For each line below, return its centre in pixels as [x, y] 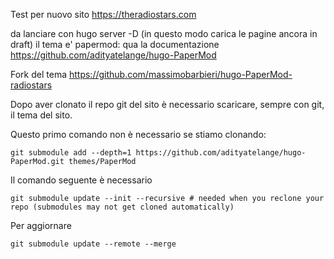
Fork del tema [39, 74]
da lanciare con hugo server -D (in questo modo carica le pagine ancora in [164, 33]
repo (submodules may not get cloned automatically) [122, 207]
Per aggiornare [41, 225]
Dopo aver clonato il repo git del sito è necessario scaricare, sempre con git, [167, 104]
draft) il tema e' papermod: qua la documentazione [115, 44]
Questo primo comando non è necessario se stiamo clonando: [138, 134]
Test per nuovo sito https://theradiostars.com [103, 14]
